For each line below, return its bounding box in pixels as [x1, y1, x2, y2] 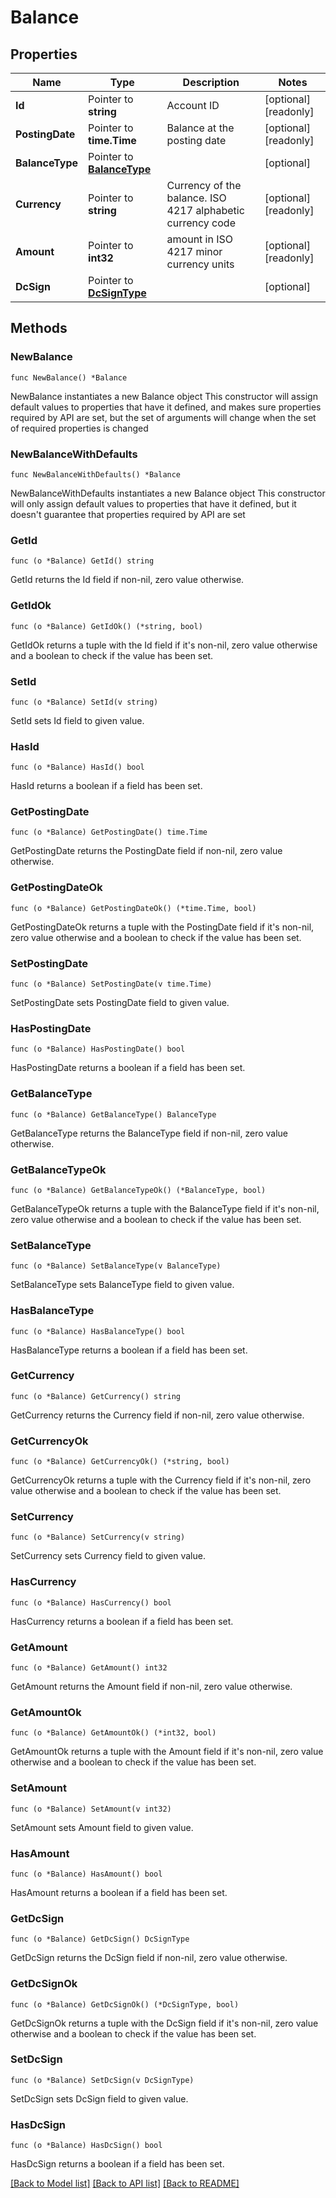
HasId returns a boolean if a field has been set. [10, 780, 203, 792]
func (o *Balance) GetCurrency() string [10, 1391, 182, 1401]
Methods [10, 320, 68, 337]
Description [182, 76, 240, 89]
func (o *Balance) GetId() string [10, 556, 155, 566]
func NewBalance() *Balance [10, 372, 128, 383]
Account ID [166, 99, 220, 112]
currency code [166, 216, 236, 230]
